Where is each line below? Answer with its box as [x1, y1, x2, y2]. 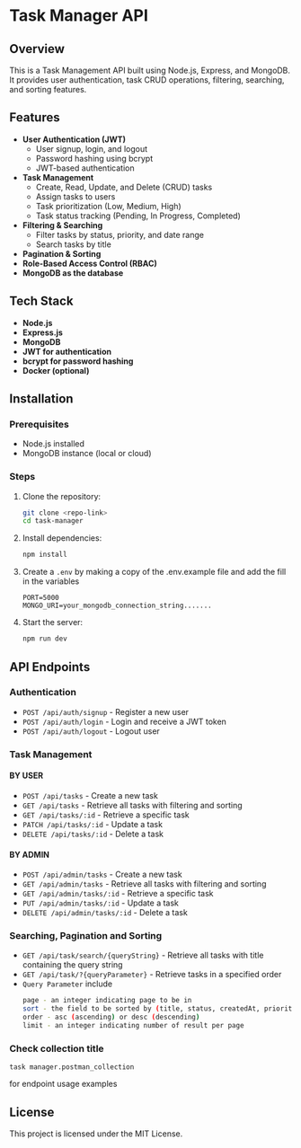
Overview [9, 41, 66, 57]
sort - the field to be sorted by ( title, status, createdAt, [22, 1004, 261, 1013]
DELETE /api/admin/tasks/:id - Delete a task [22, 907, 189, 918]
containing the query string [22, 959, 123, 970]
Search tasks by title [35, 239, 112, 250]
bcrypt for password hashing [22, 356, 134, 366]
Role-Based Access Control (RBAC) [22, 258, 157, 269]
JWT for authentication [22, 346, 112, 357]
